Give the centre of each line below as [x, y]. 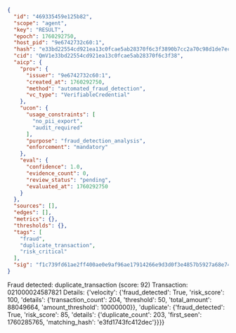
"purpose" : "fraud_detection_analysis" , [86, 141]
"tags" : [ [28, 232]
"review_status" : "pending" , [68, 180]
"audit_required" [58, 128]
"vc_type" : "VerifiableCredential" [78, 95]
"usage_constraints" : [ [61, 115]
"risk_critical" [44, 252]
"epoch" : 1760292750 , [45, 36]
